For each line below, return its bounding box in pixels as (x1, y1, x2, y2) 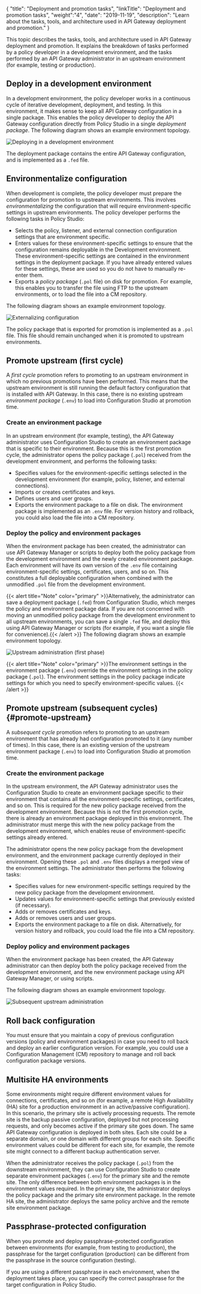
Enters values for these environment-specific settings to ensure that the (14, 240, 193, 247)
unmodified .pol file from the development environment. (6, 581, 146, 588)
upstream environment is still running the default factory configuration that (6, 384, 191, 392)
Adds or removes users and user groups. (14, 915, 116, 922)
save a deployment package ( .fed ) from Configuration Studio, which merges (6, 599, 196, 606)
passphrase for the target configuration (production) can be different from (6, 1250, 190, 1257)
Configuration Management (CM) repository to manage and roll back (6, 1051, 176, 1058)
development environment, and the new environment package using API (6, 969, 185, 976)
